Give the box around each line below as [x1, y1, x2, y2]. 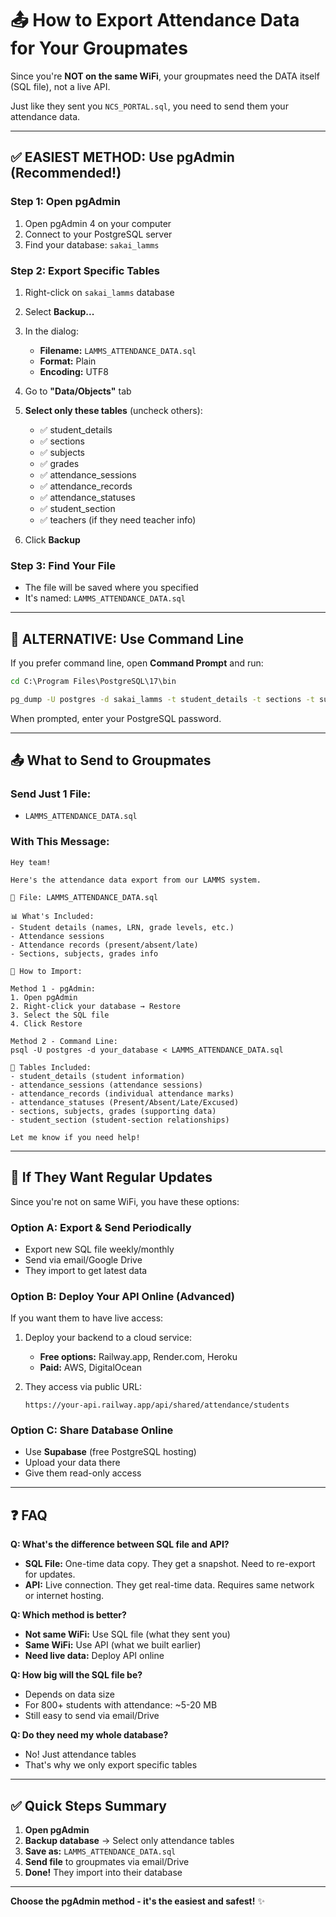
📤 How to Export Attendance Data [10, 9, 300, 32]
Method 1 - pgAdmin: [10, 983, 97, 994]
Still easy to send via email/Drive [24, 1710, 160, 1722]
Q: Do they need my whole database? [10, 1729, 169, 1741]
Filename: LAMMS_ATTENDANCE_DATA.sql [39, 344, 197, 356]
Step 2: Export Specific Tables [10, 263, 161, 277]
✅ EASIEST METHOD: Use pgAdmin [10, 149, 235, 166]
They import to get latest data [24, 1264, 148, 1276]
